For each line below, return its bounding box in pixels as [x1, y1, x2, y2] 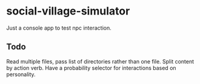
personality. [6, 71, 36, 78]
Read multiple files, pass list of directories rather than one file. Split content [6, 57, 195, 65]
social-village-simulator [6, 4, 130, 18]
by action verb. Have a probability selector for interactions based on [6, 64, 177, 71]
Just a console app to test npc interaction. [6, 24, 112, 31]
